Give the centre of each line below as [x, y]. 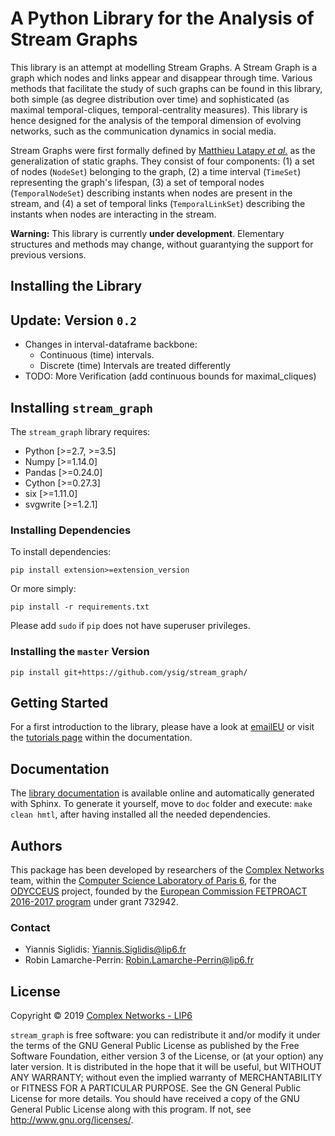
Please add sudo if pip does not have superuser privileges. [130, 626]
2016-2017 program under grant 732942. [94, 901]
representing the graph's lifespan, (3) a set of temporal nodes [137, 182]
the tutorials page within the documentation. [101, 738]
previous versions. [48, 254]
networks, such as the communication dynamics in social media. [143, 131]
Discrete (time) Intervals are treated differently [135, 366]
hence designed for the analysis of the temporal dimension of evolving [156, 120]
